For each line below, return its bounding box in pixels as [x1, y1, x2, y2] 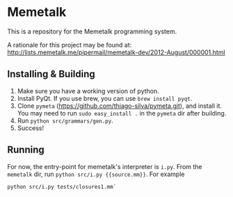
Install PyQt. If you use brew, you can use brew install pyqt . [17, 94, 193, 102]
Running [7, 144, 45, 156]
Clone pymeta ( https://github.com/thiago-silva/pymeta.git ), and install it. [17, 102, 223, 110]
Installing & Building [7, 68, 95, 80]
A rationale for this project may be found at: [7, 40, 132, 49]
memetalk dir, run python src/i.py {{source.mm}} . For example [7, 170, 185, 178]
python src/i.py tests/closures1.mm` [7, 183, 117, 190]
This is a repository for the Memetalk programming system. [7, 27, 177, 36]
